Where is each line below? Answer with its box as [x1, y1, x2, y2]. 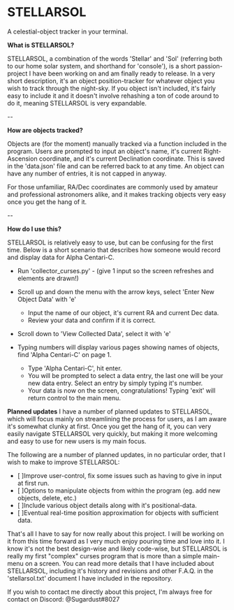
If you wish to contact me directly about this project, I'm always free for [7, 588, 213, 596]
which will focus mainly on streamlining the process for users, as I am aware [7, 414, 227, 423]
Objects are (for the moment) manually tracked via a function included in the [7, 139, 227, 147]
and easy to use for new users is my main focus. [7, 437, 147, 445]
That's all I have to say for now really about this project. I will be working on [7, 529, 224, 538]
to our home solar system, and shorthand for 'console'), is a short [7, 61, 196, 70]
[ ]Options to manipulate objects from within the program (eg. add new [17, 486, 221, 495]
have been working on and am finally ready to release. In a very [32, 69, 215, 78]
